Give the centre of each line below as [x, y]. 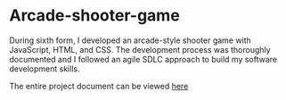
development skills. [45, 69]
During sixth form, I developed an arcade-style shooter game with [130, 40]
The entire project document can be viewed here [99, 86]
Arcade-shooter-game [94, 16]
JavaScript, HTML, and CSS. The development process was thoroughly [140, 49]
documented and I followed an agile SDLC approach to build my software [143, 59]
